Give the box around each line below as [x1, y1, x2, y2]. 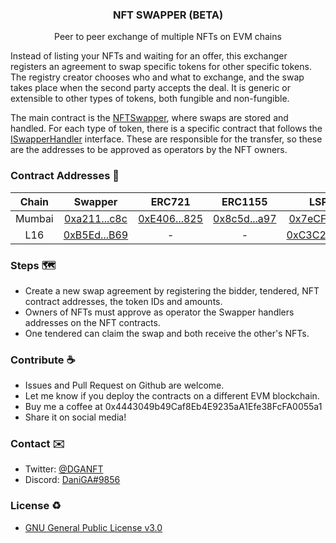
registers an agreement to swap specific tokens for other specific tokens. [10, 61, 312, 73]
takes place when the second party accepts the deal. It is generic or [10, 82, 291, 94]
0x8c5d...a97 [213, 211, 277, 225]
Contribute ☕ [10, 353, 76, 367]
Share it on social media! [24, 411, 127, 423]
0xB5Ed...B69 [63, 228, 129, 242]
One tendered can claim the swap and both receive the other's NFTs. [24, 327, 310, 339]
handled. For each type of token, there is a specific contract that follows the [10, 123, 323, 135]
